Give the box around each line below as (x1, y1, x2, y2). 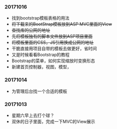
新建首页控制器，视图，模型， (11, 64, 71, 70)
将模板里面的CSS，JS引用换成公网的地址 (11, 40, 94, 45)
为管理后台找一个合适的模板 (11, 88, 67, 94)
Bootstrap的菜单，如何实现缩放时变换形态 (11, 58, 95, 64)
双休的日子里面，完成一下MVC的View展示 (11, 118, 96, 124)
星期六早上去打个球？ (11, 112, 54, 118)
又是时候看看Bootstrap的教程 (11, 52, 70, 58)
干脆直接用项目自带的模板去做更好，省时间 (11, 45, 97, 52)
